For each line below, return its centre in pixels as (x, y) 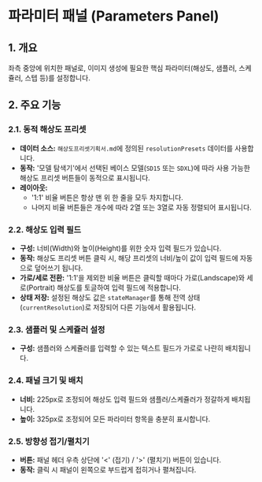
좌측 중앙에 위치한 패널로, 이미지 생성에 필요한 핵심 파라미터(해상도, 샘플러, (123, 68)
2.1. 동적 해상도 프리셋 (47, 129)
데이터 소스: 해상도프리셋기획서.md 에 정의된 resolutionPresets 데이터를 (126, 148)
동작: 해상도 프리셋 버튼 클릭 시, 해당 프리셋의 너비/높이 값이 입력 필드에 (129, 258)
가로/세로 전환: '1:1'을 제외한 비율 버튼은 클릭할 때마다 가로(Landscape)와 (132, 277)
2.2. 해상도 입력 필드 (45, 229)
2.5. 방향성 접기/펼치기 (49, 441)
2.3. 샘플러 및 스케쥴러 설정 (57, 329)
